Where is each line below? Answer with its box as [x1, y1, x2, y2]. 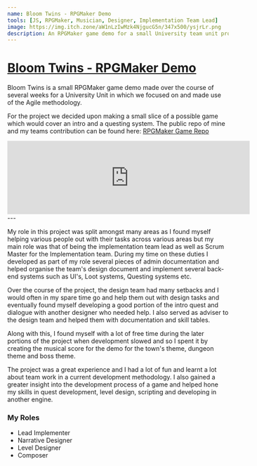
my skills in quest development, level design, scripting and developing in [7, 388, 217, 396]
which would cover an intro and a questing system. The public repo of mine [7, 119, 226, 128]
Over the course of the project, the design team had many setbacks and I [7, 286, 219, 295]
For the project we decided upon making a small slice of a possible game [7, 112, 219, 120]
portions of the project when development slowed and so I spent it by [7, 337, 209, 345]
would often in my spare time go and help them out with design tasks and [7, 293, 220, 302]
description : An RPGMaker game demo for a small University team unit [7, 30, 218, 37]
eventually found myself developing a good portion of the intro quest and [7, 301, 219, 309]
